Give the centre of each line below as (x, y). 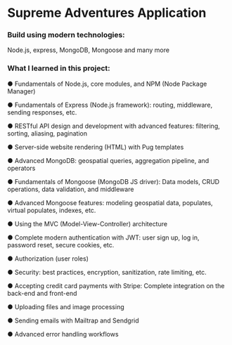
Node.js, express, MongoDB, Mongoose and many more (89, 50)
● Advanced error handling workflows (63, 334)
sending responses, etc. (42, 112)
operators (21, 168)
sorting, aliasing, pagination (47, 133)
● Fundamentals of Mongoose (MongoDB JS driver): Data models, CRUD (114, 181)
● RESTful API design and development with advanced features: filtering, (114, 126)
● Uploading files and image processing (66, 306)
